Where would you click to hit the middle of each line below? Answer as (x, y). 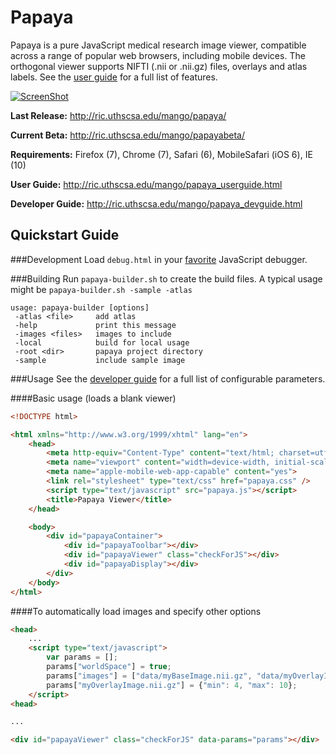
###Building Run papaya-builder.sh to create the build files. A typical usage (166, 278)
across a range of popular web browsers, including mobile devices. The (158, 55)
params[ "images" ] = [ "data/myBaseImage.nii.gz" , (149, 676)
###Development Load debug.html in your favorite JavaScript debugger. (159, 259)
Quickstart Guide (65, 235)
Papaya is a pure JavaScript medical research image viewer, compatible (158, 45)
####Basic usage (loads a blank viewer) (93, 398)
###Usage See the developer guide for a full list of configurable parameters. (168, 378)
